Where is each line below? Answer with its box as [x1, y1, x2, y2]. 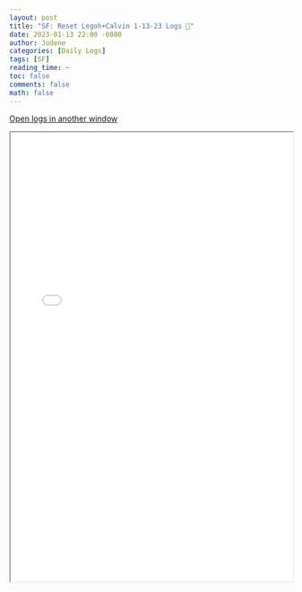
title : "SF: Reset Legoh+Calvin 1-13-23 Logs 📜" [9, 22, 194, 31]
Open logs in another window [9, 113, 118, 124]
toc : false [9, 72, 50, 81]
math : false [9, 88, 54, 97]
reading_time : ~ [9, 64, 70, 73]
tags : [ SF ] [9, 55, 50, 64]
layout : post [9, 13, 58, 22]
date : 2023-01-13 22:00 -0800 [9, 30, 123, 39]
